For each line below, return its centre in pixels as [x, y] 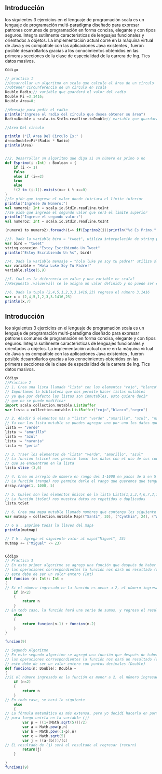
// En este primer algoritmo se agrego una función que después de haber [81, 565]
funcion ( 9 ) [16, 642]
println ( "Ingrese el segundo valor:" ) [44, 217]
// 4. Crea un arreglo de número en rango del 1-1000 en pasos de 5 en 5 [81, 477]
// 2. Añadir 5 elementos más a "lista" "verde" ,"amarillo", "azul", [77, 419]
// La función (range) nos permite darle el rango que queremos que [75, 481]
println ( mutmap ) [21, 530]
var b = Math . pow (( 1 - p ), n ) [49, 731]
